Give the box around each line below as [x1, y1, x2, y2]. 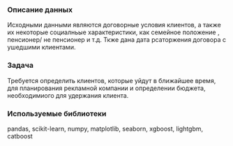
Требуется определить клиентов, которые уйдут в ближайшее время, [7, 76, 216, 85]
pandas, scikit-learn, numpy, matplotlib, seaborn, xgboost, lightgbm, [7, 124, 204, 133]
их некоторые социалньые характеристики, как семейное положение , [7, 28, 220, 36]
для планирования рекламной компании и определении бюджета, [7, 84, 206, 92]
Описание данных [7, 5, 73, 15]
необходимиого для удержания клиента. [7, 91, 129, 99]
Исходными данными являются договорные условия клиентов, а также [7, 21, 221, 29]
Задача [7, 61, 33, 71]
